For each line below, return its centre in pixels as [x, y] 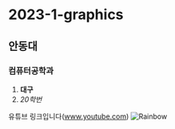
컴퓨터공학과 [31, 71]
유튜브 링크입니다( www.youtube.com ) [69, 116]
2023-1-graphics [66, 15]
